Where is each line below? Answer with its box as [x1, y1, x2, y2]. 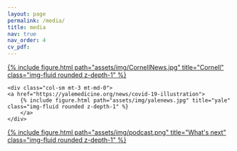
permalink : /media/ [7, 17, 65, 24]
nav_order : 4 [7, 37, 46, 44]
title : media [7, 24, 46, 31]
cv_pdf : [7, 43, 31, 51]
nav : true [7, 30, 37, 38]
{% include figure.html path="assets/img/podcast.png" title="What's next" [7, 128, 226, 136]
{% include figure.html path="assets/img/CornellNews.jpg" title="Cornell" [7, 63, 224, 71]
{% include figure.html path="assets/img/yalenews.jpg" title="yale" [20, 97, 231, 104]
